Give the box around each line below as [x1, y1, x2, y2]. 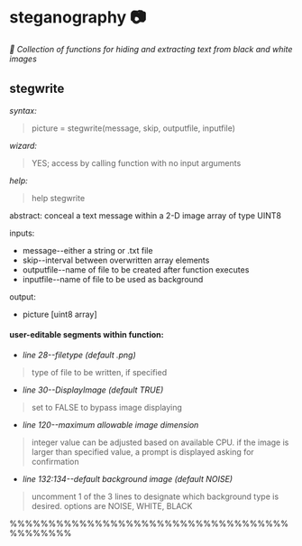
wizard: [9, 140, 38, 151]
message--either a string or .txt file [22, 245, 153, 255]
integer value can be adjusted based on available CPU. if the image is [31, 437, 289, 448]
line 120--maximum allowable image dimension [22, 420, 199, 430]
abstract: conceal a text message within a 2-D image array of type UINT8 [9, 209, 282, 221]
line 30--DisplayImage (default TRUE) [22, 384, 164, 395]
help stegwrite [31, 192, 86, 203]
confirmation [31, 457, 79, 467]
